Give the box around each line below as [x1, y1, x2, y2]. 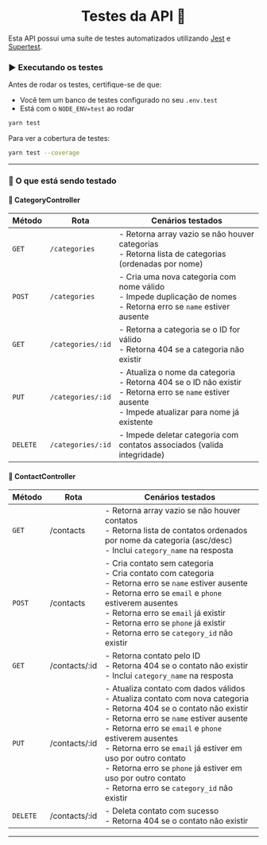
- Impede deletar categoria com [118, 430, 239, 441]
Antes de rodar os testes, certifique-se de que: [8, 80, 162, 90]
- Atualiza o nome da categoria [118, 367, 236, 378]
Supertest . [8, 41, 43, 51]
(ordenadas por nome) [118, 259, 203, 270]
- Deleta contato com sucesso [104, 805, 219, 816]
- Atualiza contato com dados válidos [104, 683, 246, 695]
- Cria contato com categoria [104, 568, 215, 579]
